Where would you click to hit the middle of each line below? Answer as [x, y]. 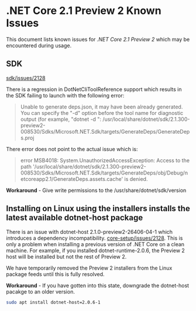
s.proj [27, 138]
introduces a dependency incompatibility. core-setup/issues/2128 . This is [94, 238]
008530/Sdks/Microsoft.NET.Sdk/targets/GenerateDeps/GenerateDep [105, 131]
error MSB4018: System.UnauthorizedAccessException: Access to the [105, 160]
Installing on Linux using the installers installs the [98, 209]
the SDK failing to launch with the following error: [65, 95]
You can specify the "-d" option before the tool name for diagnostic [102, 113]
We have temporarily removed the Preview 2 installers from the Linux [89, 268]
